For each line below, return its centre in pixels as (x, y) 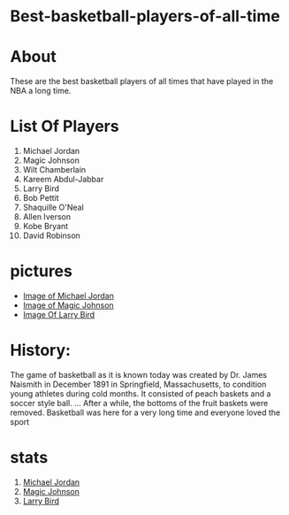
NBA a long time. (41, 91)
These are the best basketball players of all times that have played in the (142, 81)
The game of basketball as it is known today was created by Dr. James (139, 374)
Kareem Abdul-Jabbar (63, 180)
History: (41, 350)
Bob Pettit (41, 198)
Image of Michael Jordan (68, 296)
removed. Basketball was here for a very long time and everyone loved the (145, 412)
